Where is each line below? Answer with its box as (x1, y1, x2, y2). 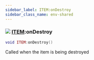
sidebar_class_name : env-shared (5, 12, 73, 17)
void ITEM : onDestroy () (5, 39, 53, 45)
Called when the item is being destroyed (5, 48, 89, 55)
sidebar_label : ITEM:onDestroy (5, 7, 71, 12)
